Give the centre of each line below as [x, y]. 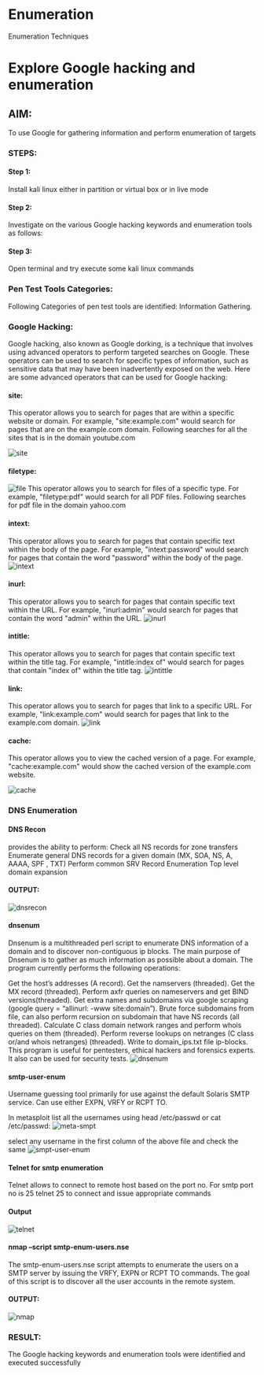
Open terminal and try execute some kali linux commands [101, 268]
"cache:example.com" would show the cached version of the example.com [130, 767]
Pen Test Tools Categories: [60, 289]
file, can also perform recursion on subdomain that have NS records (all [124, 1017]
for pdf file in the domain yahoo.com [67, 505]
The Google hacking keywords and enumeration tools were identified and [127, 1355]
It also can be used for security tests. [68, 1059]
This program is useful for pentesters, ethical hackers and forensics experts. [132, 1050]
